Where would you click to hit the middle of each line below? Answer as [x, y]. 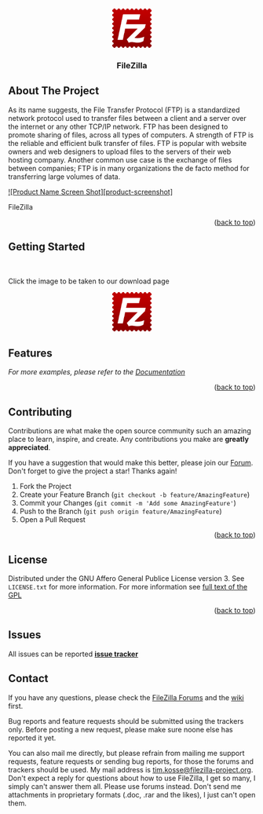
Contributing [40, 412]
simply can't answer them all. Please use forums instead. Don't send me [125, 786]
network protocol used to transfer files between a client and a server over [127, 118]
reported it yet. [32, 738]
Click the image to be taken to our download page [89, 281]
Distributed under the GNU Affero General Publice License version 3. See [126, 578]
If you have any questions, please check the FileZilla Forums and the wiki [126, 697]
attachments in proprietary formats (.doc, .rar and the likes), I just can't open [132, 794]
